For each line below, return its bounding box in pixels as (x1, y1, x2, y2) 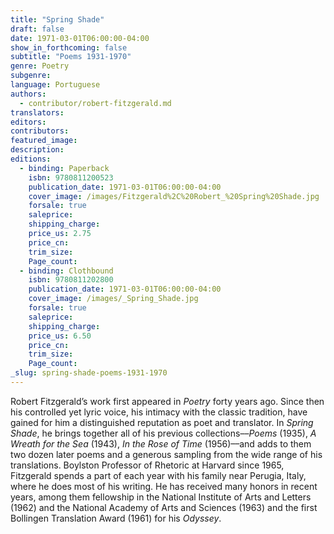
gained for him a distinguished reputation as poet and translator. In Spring (10, 416, 314, 428)
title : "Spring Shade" (10, 14, 105, 25)
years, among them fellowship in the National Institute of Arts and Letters (10, 491, 312, 503)
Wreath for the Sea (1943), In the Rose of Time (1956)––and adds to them (10, 437, 312, 450)
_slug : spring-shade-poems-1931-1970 (10, 368, 168, 378)
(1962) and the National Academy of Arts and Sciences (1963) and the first (10, 501, 318, 513)
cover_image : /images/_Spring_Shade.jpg (28, 294, 199, 304)
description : (10, 145, 65, 155)
